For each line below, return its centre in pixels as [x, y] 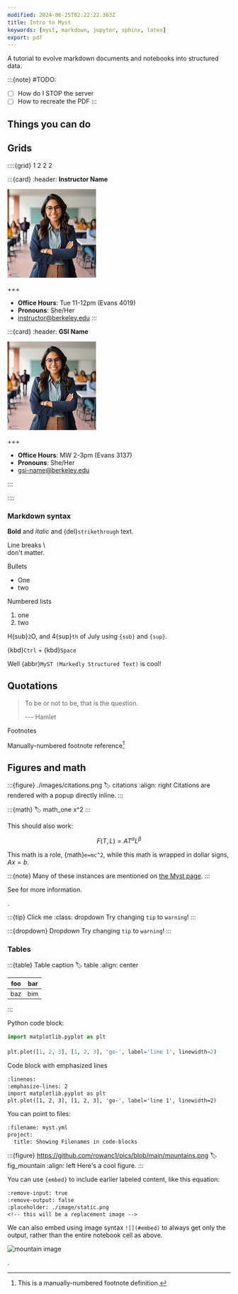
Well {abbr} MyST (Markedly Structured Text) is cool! [84, 663]
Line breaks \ [27, 545]
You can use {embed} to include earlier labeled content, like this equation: [114, 1179]
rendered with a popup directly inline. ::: [66, 795]
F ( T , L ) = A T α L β [119, 840]
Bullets [17, 566]
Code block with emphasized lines [57, 1065]
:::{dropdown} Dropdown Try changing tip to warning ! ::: [90, 930]
